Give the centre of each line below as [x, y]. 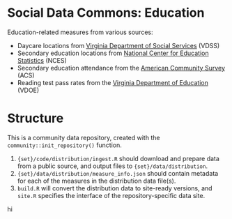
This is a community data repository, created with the [84, 137]
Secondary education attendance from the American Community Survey [121, 68]
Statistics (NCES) [42, 60]
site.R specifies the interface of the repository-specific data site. [111, 195]
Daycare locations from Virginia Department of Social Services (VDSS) [118, 45]
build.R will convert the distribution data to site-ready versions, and [115, 188]
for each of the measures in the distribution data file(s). [96, 181]
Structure [36, 118]
